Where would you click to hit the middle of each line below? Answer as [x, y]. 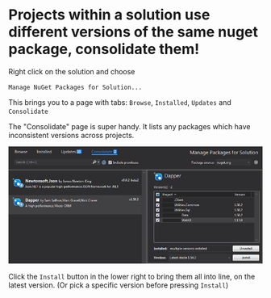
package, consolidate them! [104, 49]
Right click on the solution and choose [72, 71]
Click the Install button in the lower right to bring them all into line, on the [132, 277]
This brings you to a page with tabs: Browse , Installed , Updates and [120, 102]
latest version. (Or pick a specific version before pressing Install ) [119, 285]
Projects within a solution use [109, 15]
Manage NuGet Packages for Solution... [75, 87]
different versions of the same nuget [133, 32]
